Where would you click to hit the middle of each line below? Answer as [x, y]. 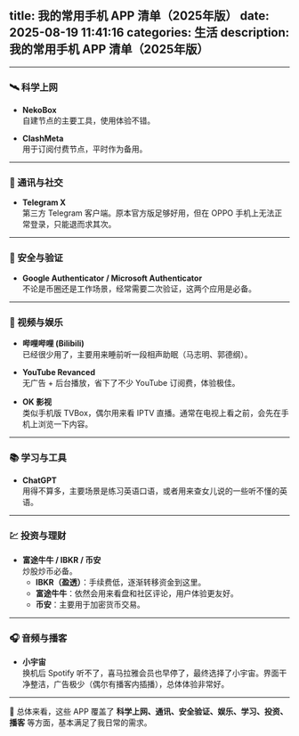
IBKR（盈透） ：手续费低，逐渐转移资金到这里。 [121, 582]
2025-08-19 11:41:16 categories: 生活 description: [149, 33]
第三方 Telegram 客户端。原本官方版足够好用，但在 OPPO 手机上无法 [148, 213]
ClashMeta [43, 139]
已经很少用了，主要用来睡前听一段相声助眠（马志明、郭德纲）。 [137, 354]
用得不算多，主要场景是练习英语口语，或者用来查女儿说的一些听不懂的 [151, 491]
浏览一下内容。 [65, 424]
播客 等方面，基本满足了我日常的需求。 [81, 722]
